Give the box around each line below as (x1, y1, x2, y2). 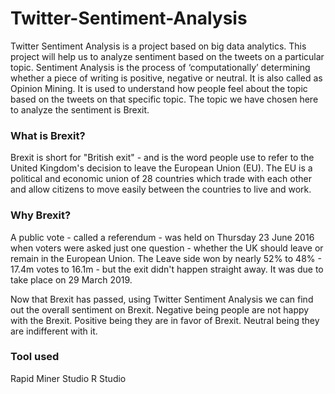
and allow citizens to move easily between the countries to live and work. (10, 183, 312, 196)
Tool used (10, 350, 60, 364)
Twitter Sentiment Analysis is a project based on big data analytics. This (10, 40, 307, 52)
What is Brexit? (10, 128, 86, 142)
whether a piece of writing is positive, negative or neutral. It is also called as (10, 72, 323, 84)
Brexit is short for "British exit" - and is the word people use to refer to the (10, 152, 315, 164)
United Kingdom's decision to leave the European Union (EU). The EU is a (10, 162, 313, 174)
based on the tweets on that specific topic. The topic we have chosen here (10, 93, 319, 105)
